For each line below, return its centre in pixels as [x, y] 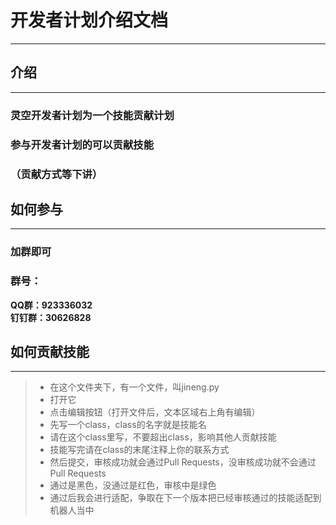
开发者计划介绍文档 [89, 20]
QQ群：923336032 [51, 305]
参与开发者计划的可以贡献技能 [82, 144]
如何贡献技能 [50, 351]
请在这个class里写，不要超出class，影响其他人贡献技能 [163, 437]
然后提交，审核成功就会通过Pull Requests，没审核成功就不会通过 [183, 462]
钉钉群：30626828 [51, 317]
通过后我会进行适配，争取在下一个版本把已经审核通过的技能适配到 [185, 498]
